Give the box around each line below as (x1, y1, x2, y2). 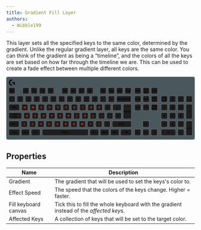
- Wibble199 (11, 22, 42, 28)
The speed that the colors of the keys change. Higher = (54, 186, 190, 193)
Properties (6, 152, 47, 162)
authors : (6, 16, 28, 22)
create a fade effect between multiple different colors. (6, 65, 139, 72)
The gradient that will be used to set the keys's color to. (54, 177, 191, 185)
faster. (54, 192, 71, 199)
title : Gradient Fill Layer (6, 10, 77, 16)
